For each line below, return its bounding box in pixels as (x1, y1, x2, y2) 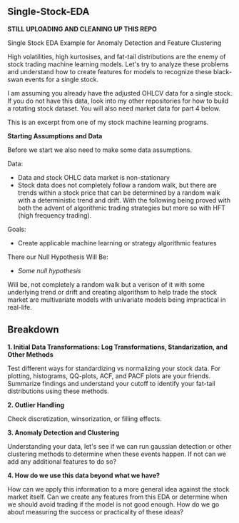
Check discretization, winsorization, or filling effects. (7, 414, 162, 423)
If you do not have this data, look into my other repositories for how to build (7, 96, 229, 105)
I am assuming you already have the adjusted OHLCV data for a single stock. (7, 88, 233, 97)
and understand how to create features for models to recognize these (7, 67, 212, 76)
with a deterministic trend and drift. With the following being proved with (17, 196, 230, 204)
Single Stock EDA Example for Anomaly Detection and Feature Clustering (7, 39, 222, 47)
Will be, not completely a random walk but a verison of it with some (7, 280, 205, 288)
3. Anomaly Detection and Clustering (7, 428, 120, 437)
